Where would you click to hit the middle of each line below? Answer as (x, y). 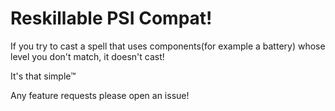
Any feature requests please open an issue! (100, 95)
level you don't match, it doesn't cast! (87, 56)
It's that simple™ (43, 76)
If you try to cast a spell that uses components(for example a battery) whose (168, 46)
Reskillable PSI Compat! (111, 18)
